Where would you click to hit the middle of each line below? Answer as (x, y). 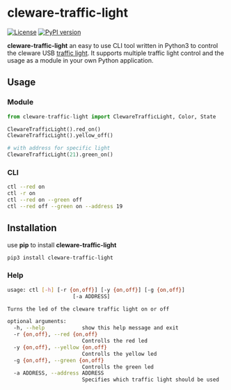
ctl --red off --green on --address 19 (65, 206)
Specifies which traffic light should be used (150, 380)
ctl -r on (22, 194)
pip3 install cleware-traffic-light (60, 258)
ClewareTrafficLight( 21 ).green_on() (60, 155)
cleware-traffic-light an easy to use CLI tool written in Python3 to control (113, 45)
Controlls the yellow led (119, 354)
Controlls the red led (115, 341)
